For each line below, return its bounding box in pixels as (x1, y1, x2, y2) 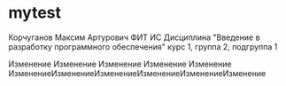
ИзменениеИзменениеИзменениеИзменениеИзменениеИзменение (8, 67, 267, 78)
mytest (8, 3, 62, 23)
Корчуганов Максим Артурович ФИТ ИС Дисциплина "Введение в (8, 32, 260, 43)
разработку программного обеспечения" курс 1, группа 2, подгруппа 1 (8, 41, 278, 51)
